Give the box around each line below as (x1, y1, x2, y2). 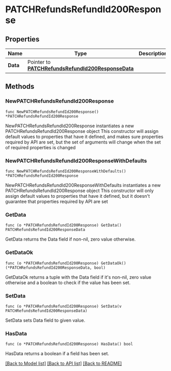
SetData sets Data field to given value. (5, 317, 85, 323)
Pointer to (27, 59, 51, 65)
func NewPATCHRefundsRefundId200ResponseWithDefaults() (5, 169, 126, 174)
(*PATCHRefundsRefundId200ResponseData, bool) (5, 265, 106, 270)
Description (138, 50, 168, 57)
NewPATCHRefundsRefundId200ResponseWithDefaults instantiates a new (5, 182, 161, 188)
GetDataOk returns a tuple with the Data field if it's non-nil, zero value (5, 274, 152, 280)
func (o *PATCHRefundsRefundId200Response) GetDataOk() (5, 261, 126, 266)
